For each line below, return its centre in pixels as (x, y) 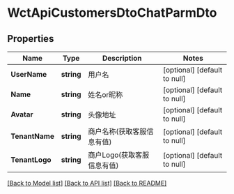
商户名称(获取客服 (117, 132)
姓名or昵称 (106, 95)
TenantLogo (31, 160)
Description (122, 58)
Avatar (22, 114)
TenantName (32, 136)
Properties (31, 39)
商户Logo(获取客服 (119, 155)
